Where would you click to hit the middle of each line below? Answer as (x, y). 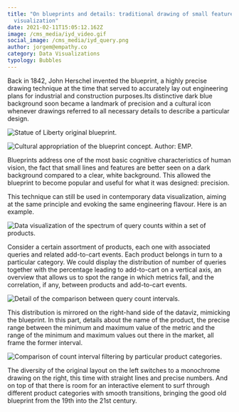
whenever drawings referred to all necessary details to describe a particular (118, 110)
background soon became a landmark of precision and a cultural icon (109, 103)
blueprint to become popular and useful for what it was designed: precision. (118, 182)
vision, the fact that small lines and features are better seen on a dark (109, 168)
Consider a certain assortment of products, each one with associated (109, 247)
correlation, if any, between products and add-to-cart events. (97, 284)
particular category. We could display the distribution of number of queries (117, 262)
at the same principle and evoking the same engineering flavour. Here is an (117, 204)
